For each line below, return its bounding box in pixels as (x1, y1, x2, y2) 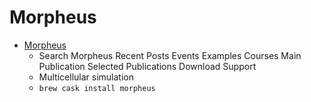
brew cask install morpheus (38, 83, 156, 93)
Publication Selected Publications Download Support (38, 60, 257, 72)
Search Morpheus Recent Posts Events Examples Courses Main (38, 49, 302, 61)
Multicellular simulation (38, 71, 134, 83)
